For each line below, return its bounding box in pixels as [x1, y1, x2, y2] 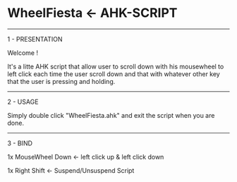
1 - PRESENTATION [7, 35, 63, 43]
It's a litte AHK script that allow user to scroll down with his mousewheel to [7, 62, 224, 71]
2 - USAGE [7, 97, 39, 106]
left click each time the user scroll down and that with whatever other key [7, 69, 220, 78]
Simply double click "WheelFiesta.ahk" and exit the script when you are [7, 111, 215, 119]
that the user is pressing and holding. [7, 77, 116, 85]
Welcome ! [7, 48, 39, 57]
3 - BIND [7, 139, 33, 147]
